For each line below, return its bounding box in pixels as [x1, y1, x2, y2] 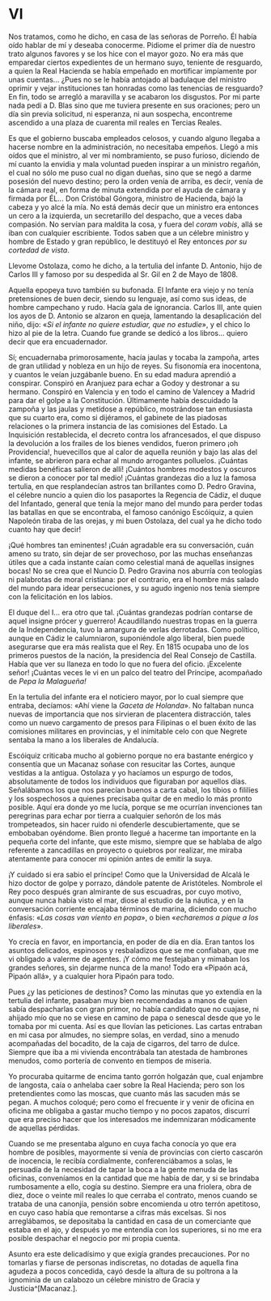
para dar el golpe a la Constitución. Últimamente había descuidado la [8, 395, 239, 405]
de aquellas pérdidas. [8, 1123, 81, 1133]
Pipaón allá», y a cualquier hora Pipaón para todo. [8, 971, 175, 980]
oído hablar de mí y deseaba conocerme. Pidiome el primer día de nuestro [8, 40, 256, 49]
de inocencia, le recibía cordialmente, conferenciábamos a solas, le [8, 1155, 233, 1166]
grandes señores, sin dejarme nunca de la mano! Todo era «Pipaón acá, [8, 963, 248, 972]
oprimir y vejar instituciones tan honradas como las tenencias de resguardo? [8, 83, 264, 93]
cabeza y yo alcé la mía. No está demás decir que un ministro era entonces [8, 202, 259, 211]
